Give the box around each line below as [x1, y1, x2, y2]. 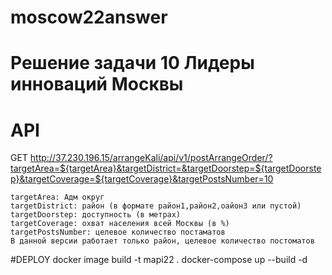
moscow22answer [10, 6, 168, 29]
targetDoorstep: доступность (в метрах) [10, 210, 182, 220]
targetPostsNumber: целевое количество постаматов [10, 227, 226, 238]
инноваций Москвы [10, 73, 184, 96]
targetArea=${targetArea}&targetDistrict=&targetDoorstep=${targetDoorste [10, 162, 322, 175]
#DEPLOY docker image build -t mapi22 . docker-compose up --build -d [10, 254, 308, 266]
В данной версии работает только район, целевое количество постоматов [10, 236, 315, 246]
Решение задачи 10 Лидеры [10, 52, 255, 75]
